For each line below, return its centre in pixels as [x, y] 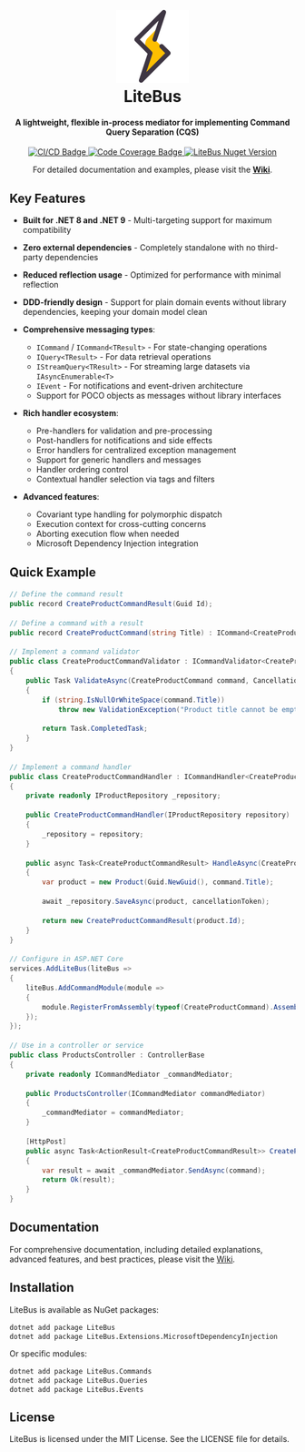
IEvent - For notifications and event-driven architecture [139, 386]
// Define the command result [67, 594]
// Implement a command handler [70, 767]
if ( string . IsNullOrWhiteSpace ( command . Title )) [133, 700]
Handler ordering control [82, 470]
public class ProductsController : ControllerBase [107, 1055]
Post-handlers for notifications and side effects [124, 441]
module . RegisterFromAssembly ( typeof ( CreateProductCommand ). [158, 1007]
